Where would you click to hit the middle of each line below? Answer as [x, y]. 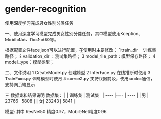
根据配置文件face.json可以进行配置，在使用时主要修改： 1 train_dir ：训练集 [80, 50]
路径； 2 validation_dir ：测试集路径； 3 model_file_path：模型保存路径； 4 [80, 56]
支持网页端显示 [20, 84]
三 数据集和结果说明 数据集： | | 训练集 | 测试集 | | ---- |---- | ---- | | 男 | [77, 95]
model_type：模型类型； [30, 62]
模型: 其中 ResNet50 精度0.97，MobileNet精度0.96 [56, 111]
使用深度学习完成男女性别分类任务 [39, 23]
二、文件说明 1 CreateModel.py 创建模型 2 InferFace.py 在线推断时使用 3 [78, 72]
